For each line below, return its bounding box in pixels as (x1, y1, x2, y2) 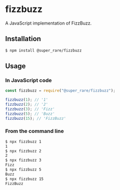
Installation (5, 35, 41, 43)
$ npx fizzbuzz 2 (5, 148, 42, 153)
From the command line (5, 128, 64, 135)
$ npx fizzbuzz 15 (5, 176, 44, 181)
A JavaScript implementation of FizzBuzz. (5, 20, 92, 26)
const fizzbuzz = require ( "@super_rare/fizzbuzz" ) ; (5, 88, 115, 93)
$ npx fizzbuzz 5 (5, 167, 42, 172)
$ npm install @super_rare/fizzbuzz (5, 48, 82, 53)
